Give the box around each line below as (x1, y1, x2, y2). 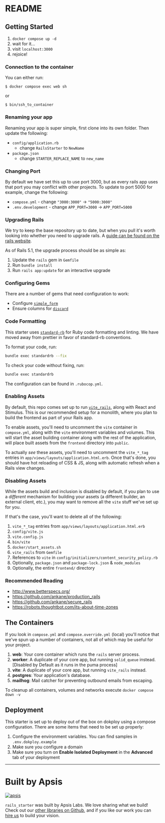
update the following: (5, 130, 48, 136)
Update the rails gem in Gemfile (12, 257, 79, 263)
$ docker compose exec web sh (5, 84, 67, 89)
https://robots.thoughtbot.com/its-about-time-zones (12, 604, 118, 610)
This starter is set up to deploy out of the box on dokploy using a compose (5, 719, 156, 725)
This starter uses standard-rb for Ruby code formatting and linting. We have (5, 329, 159, 335)
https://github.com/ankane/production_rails (12, 594, 101, 600)
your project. (5, 642, 31, 648)
